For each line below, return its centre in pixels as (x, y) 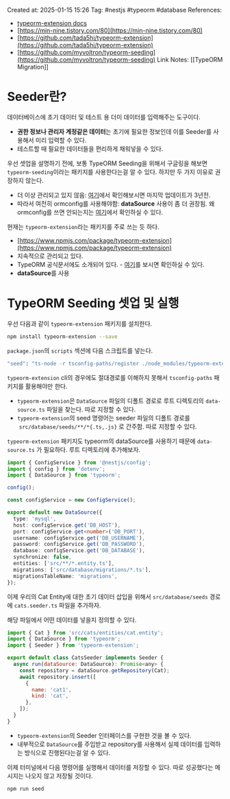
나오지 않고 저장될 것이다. (59, 776)
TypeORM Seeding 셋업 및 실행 (93, 303)
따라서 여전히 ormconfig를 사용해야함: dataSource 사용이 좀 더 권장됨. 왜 (116, 203)
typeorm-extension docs (52, 23)
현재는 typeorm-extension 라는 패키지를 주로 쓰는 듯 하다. (83, 226)
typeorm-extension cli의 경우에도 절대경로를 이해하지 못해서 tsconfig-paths (110, 377)
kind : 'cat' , (50, 696)
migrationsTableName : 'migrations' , (65, 576)
